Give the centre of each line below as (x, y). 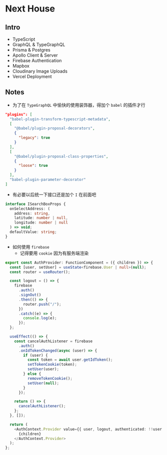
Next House (30, 9)
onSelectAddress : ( (30, 208)
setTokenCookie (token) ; (52, 365)
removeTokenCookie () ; (50, 378)
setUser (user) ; (43, 369)
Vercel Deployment (32, 76)
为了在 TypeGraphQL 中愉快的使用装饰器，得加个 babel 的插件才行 (79, 105)
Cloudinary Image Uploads (40, 71)
